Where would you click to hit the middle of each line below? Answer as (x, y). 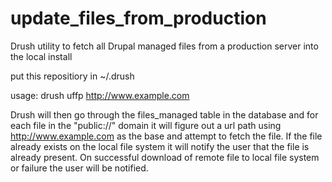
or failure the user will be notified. (79, 168)
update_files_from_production (138, 18)
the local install (41, 56)
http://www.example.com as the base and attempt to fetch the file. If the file (166, 136)
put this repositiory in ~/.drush (72, 76)
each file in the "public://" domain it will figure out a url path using (146, 125)
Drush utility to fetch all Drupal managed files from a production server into (164, 46)
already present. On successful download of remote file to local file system (165, 157)
